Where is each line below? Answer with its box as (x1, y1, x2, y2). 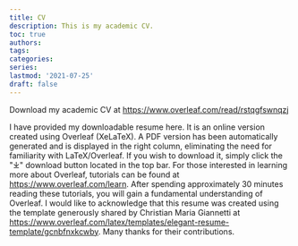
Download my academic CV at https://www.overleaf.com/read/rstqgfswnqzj (9, 104, 289, 115)
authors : (9, 38, 42, 47)
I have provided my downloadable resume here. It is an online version (9, 122, 266, 132)
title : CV (9, 13, 47, 22)
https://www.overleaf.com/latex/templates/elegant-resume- (9, 216, 230, 227)
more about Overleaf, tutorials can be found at (9, 169, 180, 180)
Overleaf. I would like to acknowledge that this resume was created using (9, 198, 279, 208)
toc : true (9, 30, 47, 38)
